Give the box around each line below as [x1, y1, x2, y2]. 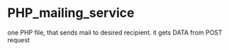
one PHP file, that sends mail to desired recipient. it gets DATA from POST [7, 28, 223, 37]
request [7, 35, 30, 44]
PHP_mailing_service [7, 5, 135, 21]
